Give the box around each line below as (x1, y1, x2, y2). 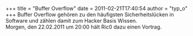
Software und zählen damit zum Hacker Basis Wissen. (5, 17, 137, 24)
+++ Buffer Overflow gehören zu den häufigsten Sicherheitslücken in (5, 11, 174, 18)
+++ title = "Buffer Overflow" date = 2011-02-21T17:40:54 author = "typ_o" (5, 5, 188, 12)
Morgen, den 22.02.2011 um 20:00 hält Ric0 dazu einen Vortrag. (5, 23, 162, 30)
